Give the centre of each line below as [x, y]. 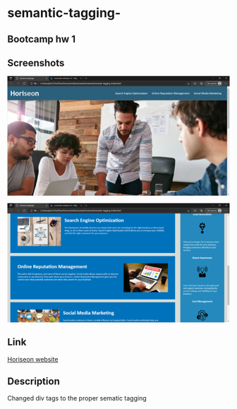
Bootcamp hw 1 [42, 39]
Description [34, 381]
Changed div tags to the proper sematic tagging [77, 398]
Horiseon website [33, 359]
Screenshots [36, 63]
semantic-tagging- [64, 13]
